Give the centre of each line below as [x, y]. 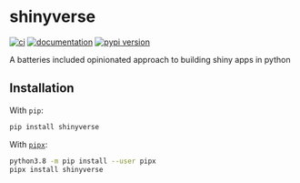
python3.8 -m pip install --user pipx [83, 161]
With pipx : [29, 144]
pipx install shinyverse [56, 169]
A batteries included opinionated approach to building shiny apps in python [150, 59]
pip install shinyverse [55, 127]
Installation [42, 88]
